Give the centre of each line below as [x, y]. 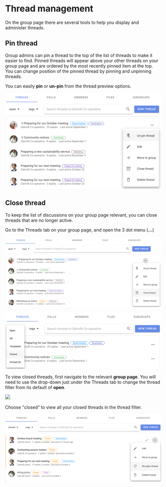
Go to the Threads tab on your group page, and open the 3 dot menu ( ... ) [80, 230]
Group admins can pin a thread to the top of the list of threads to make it [79, 55]
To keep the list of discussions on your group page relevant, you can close [81, 215]
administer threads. [25, 27]
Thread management [49, 9]
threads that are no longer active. [39, 220]
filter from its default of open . [35, 387]
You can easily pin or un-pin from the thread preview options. [68, 86]
